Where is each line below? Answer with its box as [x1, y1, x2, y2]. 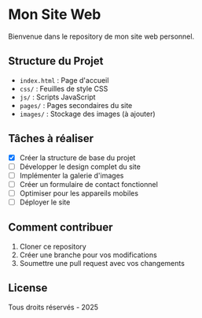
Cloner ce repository [19, 241, 86, 251]
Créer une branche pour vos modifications [19, 250, 157, 260]
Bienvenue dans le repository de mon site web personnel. [8, 32, 195, 41]
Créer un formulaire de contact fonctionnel [19, 179, 159, 189]
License [8, 282, 48, 295]
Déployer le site [19, 197, 71, 207]
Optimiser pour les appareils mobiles [19, 188, 139, 198]
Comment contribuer [8, 221, 113, 234]
